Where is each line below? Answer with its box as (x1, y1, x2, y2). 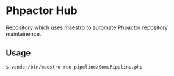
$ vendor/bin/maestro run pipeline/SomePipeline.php (5, 64, 143, 70)
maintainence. (5, 30, 42, 37)
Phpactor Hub (5, 4, 78, 18)
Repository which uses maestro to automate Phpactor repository (5, 24, 169, 31)
